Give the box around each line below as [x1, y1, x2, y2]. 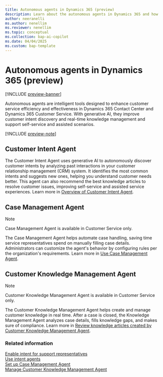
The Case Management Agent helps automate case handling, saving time [5, 235, 152, 241]
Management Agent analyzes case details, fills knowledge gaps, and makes [5, 317, 158, 323]
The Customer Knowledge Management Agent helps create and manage [5, 307, 151, 313]
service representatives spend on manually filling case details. [5, 240, 130, 246]
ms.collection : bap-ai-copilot [5, 35, 69, 40]
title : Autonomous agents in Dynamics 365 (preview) [5, 7, 115, 12]
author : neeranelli [5, 16, 45, 21]
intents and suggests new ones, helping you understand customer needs [5, 173, 152, 179]
